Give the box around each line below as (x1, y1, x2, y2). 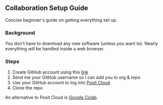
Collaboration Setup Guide (5, 4, 88, 12)
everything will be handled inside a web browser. (5, 46, 105, 52)
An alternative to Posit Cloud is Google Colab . (5, 95, 98, 101)
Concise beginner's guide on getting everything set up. (5, 17, 118, 23)
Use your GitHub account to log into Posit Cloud (12, 80, 110, 86)
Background (5, 29, 36, 36)
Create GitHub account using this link (12, 69, 88, 75)
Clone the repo (12, 85, 43, 91)
